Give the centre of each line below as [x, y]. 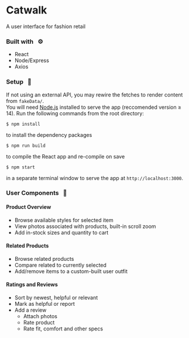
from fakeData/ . [25, 101]
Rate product [39, 323]
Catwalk [27, 10]
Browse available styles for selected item [64, 220]
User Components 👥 [37, 193]
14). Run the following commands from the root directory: [75, 113]
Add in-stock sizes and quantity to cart [61, 232]
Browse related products [44, 258]
